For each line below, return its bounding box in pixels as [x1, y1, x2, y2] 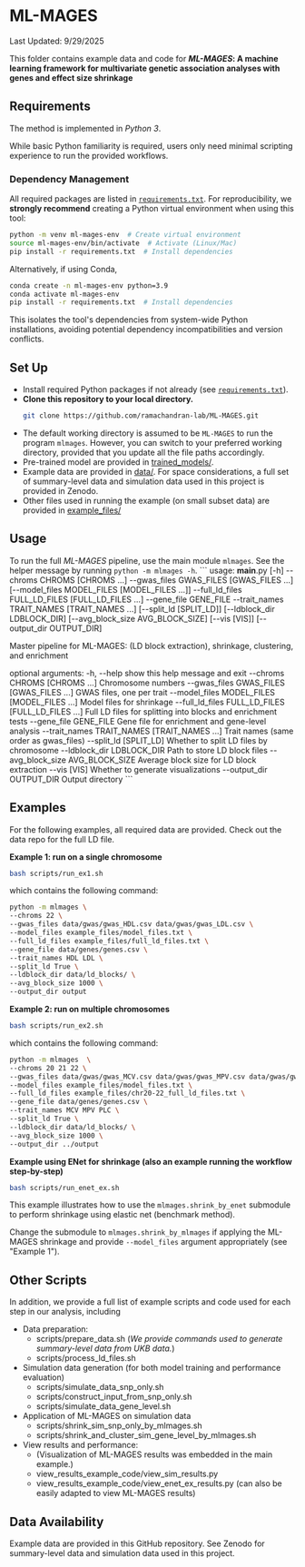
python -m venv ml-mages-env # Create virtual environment [9, 231, 242, 240]
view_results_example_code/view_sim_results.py [35, 1468, 219, 1480]
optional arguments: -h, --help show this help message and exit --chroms [9, 667, 285, 678]
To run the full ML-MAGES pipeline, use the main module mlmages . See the [9, 555, 285, 566]
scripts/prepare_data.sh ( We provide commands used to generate [35, 1334, 283, 1345]
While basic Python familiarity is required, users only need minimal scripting [9, 140, 293, 151]
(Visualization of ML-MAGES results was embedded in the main [35, 1449, 273, 1460]
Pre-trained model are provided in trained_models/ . [22, 456, 214, 468]
